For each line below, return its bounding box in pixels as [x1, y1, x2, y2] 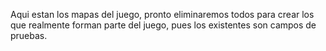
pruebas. [10, 30, 48, 41]
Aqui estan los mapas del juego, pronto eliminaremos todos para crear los [10, 9, 315, 20]
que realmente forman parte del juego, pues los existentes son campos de [10, 19, 317, 31]
